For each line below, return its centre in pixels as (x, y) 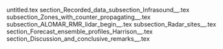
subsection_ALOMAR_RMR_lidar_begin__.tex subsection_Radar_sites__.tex (111, 24)
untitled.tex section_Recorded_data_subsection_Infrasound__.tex (98, 10)
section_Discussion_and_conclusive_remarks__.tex (78, 39)
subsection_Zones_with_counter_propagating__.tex (78, 17)
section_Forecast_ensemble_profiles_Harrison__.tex (79, 31)
